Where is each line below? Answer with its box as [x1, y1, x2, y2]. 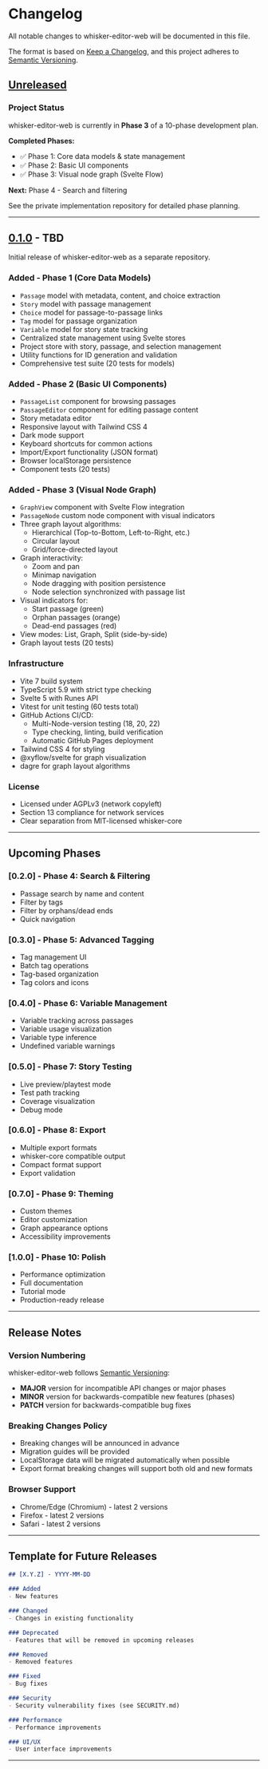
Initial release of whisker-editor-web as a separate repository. [8, 252, 211, 262]
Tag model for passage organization [19, 316, 137, 326]
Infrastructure [8, 658, 65, 669]
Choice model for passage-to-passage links [19, 307, 164, 317]
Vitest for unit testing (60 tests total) [19, 702, 140, 711]
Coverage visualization [19, 1096, 96, 1106]
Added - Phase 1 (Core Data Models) [8, 272, 152, 283]
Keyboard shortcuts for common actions [19, 439, 153, 449]
